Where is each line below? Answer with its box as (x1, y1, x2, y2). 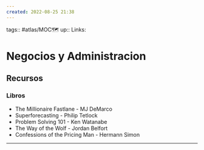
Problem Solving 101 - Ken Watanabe (15, 118, 107, 125)
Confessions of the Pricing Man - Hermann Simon (15, 131, 140, 138)
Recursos (6, 73, 44, 83)
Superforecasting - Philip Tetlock (15, 111, 98, 119)
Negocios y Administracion (6, 49, 146, 63)
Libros (6, 91, 25, 100)
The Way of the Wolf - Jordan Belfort (15, 125, 108, 132)
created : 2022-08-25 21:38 (6, 8, 75, 15)
